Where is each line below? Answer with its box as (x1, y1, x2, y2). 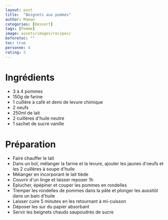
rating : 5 (5, 50, 26, 55)
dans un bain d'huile (12, 193, 55, 199)
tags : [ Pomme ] (5, 26, 35, 31)
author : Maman (5, 17, 35, 22)
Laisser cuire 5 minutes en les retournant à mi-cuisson (12, 198, 127, 204)
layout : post (5, 7, 33, 13)
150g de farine (12, 94, 43, 100)
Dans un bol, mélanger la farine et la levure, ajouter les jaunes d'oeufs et (12, 161, 163, 167)
